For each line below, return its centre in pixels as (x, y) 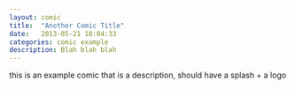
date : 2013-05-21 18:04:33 (63, 33)
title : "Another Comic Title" (67, 26)
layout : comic (35, 17)
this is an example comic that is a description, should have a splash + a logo (148, 75)
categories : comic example (59, 42)
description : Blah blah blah (63, 50)
